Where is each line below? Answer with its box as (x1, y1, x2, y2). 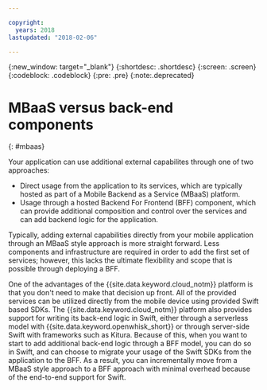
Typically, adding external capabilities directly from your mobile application (8, 230, 254, 240)
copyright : (8, 18, 44, 26)
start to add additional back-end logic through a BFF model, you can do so (8, 339, 252, 349)
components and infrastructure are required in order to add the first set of (8, 248, 250, 257)
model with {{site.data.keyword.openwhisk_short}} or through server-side (8, 322, 250, 331)
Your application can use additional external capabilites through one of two (8, 157, 254, 167)
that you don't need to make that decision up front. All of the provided (8, 288, 237, 298)
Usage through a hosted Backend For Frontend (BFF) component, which (19, 198, 257, 208)
